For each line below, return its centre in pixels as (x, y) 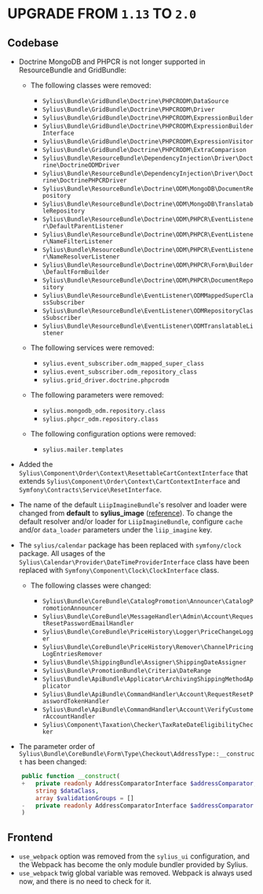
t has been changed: (53, 762)
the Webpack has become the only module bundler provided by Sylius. (133, 865)
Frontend (30, 837)
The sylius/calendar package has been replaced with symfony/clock (130, 545)
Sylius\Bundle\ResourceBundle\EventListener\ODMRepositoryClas (148, 311)
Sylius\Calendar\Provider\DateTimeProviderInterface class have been (134, 562)
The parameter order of (57, 746)
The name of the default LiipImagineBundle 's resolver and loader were (133, 504)
